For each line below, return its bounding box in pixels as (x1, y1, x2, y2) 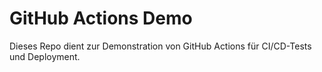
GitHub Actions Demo (9, 7, 193, 30)
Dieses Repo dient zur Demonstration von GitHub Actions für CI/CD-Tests (9, 40, 312, 52)
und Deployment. (9, 50, 81, 62)
